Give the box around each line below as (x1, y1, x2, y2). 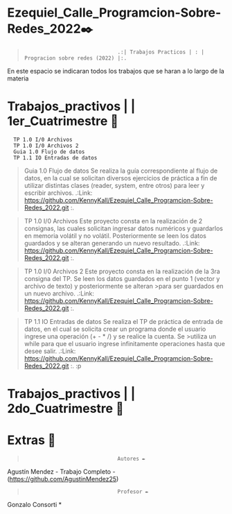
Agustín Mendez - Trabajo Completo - (7, 468, 116, 476)
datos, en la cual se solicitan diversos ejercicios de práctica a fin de (24, 173, 217, 182)
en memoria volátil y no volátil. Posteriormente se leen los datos (24, 231, 206, 240)
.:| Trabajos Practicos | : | (117, 49, 205, 55)
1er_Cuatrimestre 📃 (7, 113, 119, 129)
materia (7, 74, 29, 83)
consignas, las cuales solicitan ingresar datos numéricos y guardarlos (24, 224, 224, 232)
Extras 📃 (7, 432, 56, 448)
